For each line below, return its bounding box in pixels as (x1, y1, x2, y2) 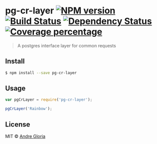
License (5, 120, 30, 129)
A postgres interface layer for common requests (17, 42, 116, 48)
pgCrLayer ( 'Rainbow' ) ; (5, 106, 52, 112)
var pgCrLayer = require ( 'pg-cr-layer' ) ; (5, 97, 93, 102)
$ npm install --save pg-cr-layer (5, 70, 77, 75)
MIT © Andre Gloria (5, 134, 46, 139)
